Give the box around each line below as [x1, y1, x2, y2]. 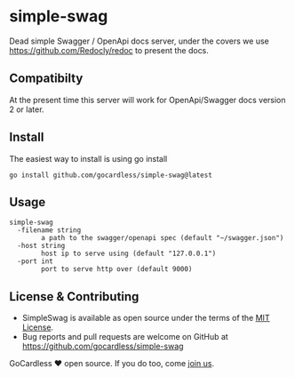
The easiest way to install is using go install [9, 153, 168, 164]
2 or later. [9, 104, 44, 115]
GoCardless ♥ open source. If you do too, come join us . [9, 358, 215, 369]
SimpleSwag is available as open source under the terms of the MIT [21, 313, 270, 324]
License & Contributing [9, 289, 140, 304]
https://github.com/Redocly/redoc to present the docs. [9, 44, 209, 55]
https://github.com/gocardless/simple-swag [21, 341, 184, 352]
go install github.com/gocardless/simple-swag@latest [9, 171, 213, 180]
